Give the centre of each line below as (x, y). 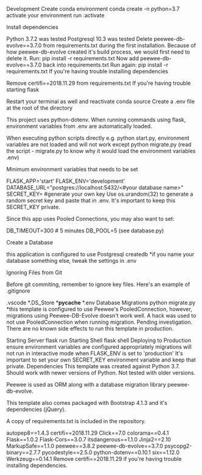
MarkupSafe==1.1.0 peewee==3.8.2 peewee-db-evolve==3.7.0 (85, 446)
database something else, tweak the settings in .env (71, 261)
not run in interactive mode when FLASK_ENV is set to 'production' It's (95, 353)
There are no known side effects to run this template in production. (90, 328)
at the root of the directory (40, 108)
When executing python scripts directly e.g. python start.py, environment (98, 138)
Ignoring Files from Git (34, 273)
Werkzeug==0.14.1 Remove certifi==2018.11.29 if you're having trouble (94, 459)
